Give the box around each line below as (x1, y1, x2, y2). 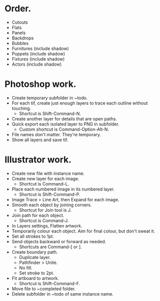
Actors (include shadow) (11, 61, 62, 67)
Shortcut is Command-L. (19, 181, 69, 187)
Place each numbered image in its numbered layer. (11, 186, 115, 192)
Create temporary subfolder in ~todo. (11, 95, 88, 101)
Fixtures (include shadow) (11, 56, 65, 62)
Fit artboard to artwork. (11, 275, 60, 281)
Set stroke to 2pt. (19, 270, 55, 276)
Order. (4, 3, 32, 14)
